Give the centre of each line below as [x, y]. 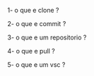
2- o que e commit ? [37, 24]
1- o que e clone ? [33, 10]
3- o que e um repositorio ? [47, 37]
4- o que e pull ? [31, 51]
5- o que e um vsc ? [36, 65]
